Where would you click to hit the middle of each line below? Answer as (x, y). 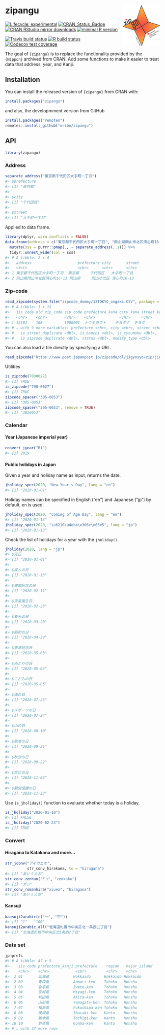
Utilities (13, 367)
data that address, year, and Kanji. (40, 64)
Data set (15, 945)
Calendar (16, 425)
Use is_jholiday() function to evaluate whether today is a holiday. (72, 802)
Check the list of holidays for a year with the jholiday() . (62, 539)
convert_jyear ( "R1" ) (26, 448)
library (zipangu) (23, 153)
